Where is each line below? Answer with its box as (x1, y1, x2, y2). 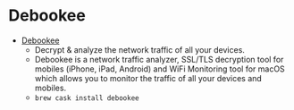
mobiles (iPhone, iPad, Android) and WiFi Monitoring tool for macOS (34, 63, 285, 74)
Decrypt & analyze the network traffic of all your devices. (34, 44, 245, 55)
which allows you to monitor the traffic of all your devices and (34, 72, 263, 83)
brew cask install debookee (34, 93, 139, 103)
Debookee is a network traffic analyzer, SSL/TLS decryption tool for (34, 54, 284, 64)
